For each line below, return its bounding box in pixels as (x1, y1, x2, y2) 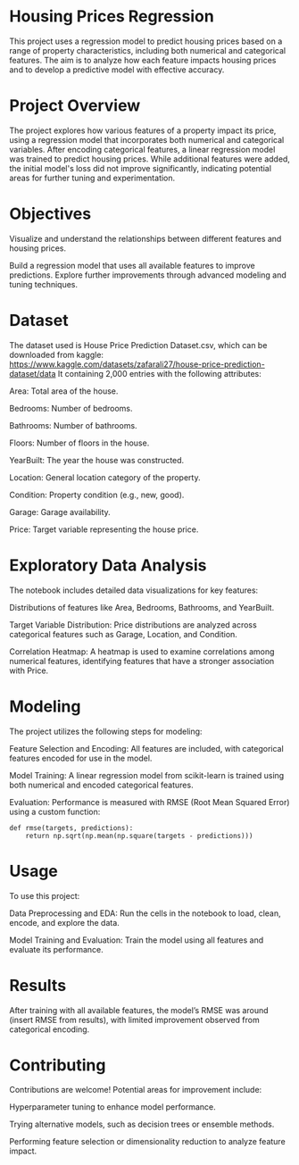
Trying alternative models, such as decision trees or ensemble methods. (9, 1119, 275, 1130)
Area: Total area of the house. (9, 386, 119, 396)
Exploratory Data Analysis (9, 555, 207, 575)
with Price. (9, 665, 49, 676)
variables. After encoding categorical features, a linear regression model (9, 144, 276, 154)
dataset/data (9, 368, 56, 379)
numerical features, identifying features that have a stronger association (9, 655, 275, 666)
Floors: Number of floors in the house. (9, 437, 150, 448)
